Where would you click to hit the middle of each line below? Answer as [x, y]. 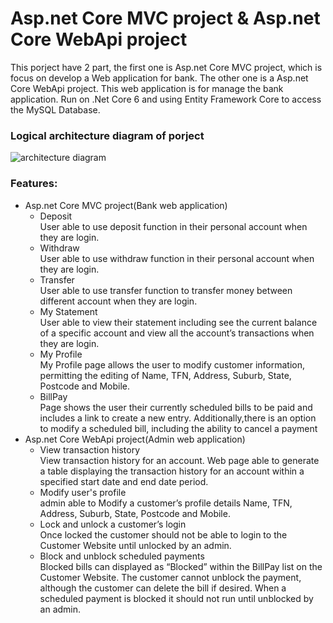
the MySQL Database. [55, 109]
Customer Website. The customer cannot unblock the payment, [170, 577]
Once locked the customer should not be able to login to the [163, 534]
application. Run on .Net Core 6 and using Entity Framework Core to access [166, 99]
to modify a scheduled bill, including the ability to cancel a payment [178, 428]
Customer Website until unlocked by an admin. [135, 545]
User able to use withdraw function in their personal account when [177, 258]
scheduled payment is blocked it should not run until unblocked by [176, 598]
